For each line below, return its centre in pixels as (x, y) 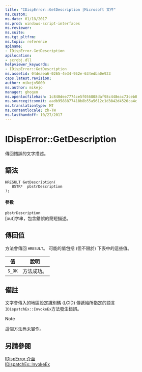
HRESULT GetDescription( (30, 182)
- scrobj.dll (18, 60)
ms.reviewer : (18, 28)
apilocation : (18, 55)
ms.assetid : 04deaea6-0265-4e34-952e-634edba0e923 (58, 74)
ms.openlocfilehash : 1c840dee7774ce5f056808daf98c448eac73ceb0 (71, 96)
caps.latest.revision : (28, 78)
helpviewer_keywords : (27, 64)
